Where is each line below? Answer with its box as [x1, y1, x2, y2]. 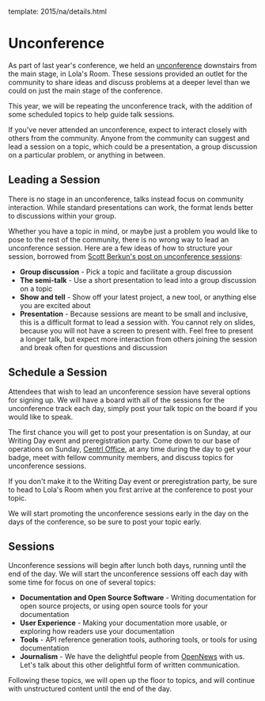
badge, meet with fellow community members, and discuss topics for [8, 452, 233, 462]
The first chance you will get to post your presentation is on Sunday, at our [8, 427, 252, 436]
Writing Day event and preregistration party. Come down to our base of [8, 436, 240, 445]
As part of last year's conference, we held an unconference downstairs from [8, 60, 257, 70]
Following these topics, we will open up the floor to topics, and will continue [8, 676, 256, 685]
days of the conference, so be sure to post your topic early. [8, 516, 202, 526]
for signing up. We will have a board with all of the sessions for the [8, 395, 225, 405]
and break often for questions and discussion [19, 342, 168, 352]
